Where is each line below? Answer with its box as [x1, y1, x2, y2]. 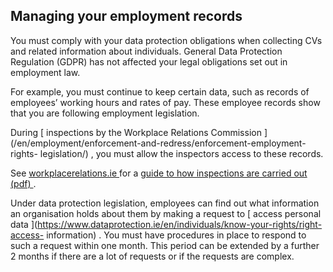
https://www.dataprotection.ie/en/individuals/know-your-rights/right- [37, 218, 323, 230]
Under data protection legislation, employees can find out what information [10, 197, 320, 209]
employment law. [10, 66, 81, 78]
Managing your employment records [10, 8, 243, 25]
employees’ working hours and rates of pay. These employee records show [10, 96, 321, 108]
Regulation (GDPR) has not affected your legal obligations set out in [10, 55, 288, 68]
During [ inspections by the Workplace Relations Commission [10, 126, 262, 138]
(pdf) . [10, 177, 37, 189]
